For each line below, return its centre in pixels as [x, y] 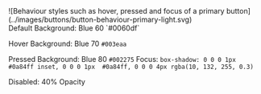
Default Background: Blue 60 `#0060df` [74, 28]
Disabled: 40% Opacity [47, 82]
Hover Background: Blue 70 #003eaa [68, 43]
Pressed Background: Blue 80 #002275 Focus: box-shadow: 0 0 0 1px [122, 59]
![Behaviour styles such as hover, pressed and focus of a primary [116, 11]
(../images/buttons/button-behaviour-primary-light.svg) [100, 19]
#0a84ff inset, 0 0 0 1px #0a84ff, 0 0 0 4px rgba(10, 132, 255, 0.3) [131, 67]
